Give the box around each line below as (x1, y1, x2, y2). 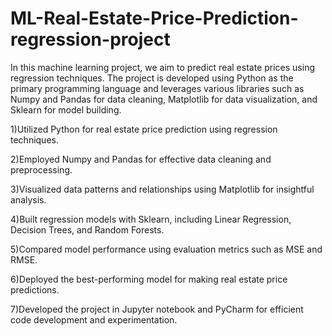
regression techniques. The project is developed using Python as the (10, 72, 294, 84)
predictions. (10, 283, 60, 296)
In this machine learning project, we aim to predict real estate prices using (10, 61, 315, 73)
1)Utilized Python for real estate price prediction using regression (10, 123, 278, 135)
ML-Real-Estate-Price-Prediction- (10, 7, 299, 30)
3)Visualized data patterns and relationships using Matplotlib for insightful (10, 183, 315, 195)
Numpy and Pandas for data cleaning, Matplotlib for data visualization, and (10, 93, 318, 105)
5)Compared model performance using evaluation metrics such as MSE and (10, 243, 323, 255)
